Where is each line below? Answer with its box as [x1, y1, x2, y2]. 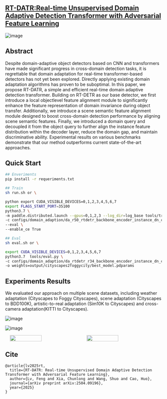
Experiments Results [5, 277, 71, 285]
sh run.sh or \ [5, 191, 37, 196]
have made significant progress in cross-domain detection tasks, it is [5, 66, 147, 71]
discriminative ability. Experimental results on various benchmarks [5, 134, 141, 140]
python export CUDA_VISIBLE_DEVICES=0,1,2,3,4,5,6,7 [5, 199, 117, 204]
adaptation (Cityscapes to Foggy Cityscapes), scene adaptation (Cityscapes [5, 295, 162, 302]
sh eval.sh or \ [5, 240, 39, 245]
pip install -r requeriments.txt [5, 177, 75, 182]
